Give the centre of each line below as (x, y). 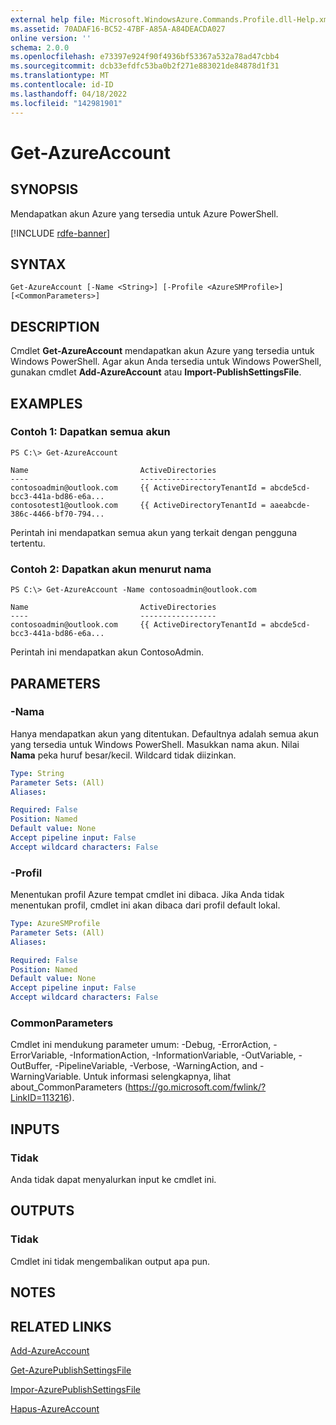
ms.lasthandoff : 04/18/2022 (69, 94)
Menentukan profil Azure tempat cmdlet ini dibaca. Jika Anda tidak (147, 895)
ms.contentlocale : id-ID (62, 85)
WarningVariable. (46, 1077)
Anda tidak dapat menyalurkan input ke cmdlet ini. (113, 1180)
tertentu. (28, 543)
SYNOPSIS (44, 189)
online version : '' (51, 38)
